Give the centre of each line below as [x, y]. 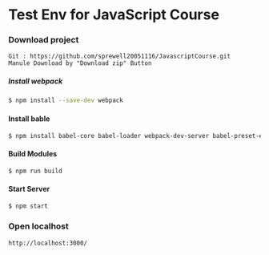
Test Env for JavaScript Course [114, 15]
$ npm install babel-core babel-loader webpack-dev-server [109, 136]
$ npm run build [35, 171]
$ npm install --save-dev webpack [66, 101]
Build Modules [33, 154]
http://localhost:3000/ [48, 243]
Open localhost [39, 226]
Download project [44, 40]
